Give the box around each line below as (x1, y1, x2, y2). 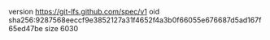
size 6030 (44, 24, 79, 33)
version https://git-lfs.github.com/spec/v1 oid (8, 7, 160, 16)
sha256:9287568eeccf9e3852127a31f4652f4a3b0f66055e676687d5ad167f (8, 15, 262, 25)
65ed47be (8, 24, 43, 33)
